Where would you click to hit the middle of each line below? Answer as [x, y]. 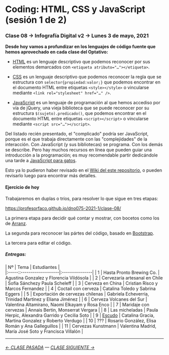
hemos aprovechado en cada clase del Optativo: [57, 52]
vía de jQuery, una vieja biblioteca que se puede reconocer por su [81, 108]
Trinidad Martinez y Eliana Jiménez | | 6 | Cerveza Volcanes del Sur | [76, 299]
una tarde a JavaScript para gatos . [41, 161]
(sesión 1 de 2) [36, 20]
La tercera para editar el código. [38, 243]
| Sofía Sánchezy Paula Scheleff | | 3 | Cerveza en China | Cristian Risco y [81, 283]
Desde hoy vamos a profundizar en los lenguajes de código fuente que [80, 47]
